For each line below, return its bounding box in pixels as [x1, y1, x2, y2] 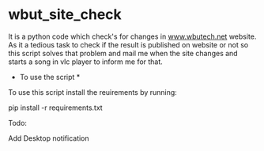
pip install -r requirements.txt [8, 103, 103, 112]
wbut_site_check [8, 6, 123, 24]
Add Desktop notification [8, 133, 89, 143]
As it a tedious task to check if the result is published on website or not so [8, 40, 249, 49]
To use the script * [19, 72, 81, 81]
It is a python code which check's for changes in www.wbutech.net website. [8, 32, 257, 41]
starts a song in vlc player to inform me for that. [8, 57, 164, 66]
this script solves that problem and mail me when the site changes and [8, 48, 239, 58]
